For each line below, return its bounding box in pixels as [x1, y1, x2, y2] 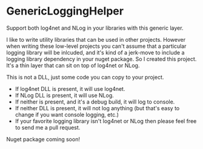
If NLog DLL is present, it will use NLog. [15, 91, 114, 99]
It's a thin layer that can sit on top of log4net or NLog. [6, 62, 140, 69]
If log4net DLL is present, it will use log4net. [15, 85, 125, 92]
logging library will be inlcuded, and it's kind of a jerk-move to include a [6, 48, 185, 56]
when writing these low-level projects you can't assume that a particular [6, 42, 187, 50]
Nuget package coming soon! [6, 135, 81, 143]
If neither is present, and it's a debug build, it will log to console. [15, 98, 175, 105]
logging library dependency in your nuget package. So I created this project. [6, 55, 197, 62]
